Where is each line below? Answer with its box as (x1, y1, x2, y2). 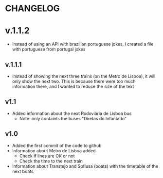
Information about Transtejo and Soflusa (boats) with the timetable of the (12, 163, 159, 169)
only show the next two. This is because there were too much (12, 78, 136, 84)
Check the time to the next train (19, 158, 83, 164)
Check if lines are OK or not (19, 153, 75, 159)
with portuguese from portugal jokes (12, 47, 86, 52)
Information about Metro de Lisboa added (12, 147, 96, 153)
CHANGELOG (5, 3, 60, 14)
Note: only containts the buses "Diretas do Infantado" (19, 115, 127, 121)
